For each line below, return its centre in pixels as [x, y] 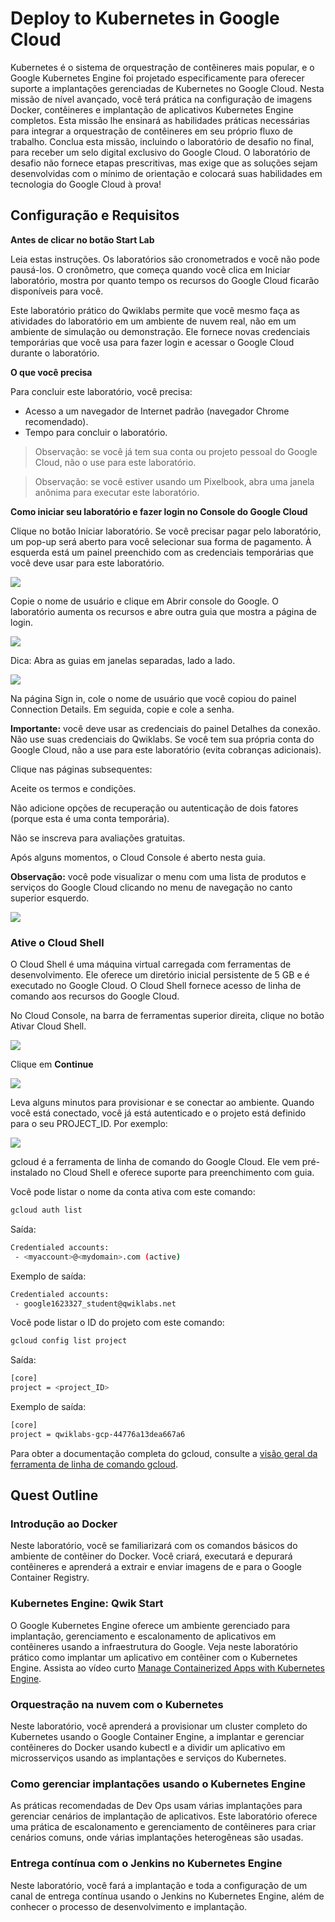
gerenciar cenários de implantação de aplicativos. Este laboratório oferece [164, 1816]
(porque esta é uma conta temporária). [90, 818]
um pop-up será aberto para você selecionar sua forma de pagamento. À [161, 541]
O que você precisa [51, 372]
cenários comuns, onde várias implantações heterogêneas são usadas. [157, 1838]
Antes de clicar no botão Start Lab [82, 239]
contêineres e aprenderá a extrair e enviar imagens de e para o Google [156, 1567]
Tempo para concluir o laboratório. [96, 432]
